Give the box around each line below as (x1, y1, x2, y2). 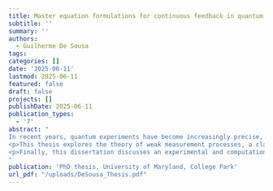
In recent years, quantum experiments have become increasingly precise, (8, 132, 264, 141)
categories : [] (8, 58, 60, 66)
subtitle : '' (8, 20, 53, 28)
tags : (8, 50, 27, 58)
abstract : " (8, 125, 49, 133)
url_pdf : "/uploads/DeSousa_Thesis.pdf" (8, 171, 148, 179)
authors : (8, 34, 38, 43)
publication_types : (8, 111, 75, 119)
